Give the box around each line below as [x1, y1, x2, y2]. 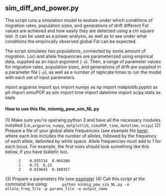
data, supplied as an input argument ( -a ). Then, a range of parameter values [5, 58, 161, 64]
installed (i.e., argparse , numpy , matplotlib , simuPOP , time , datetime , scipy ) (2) [5, 122, 161, 128]
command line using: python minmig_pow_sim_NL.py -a [5, 181, 129, 187]
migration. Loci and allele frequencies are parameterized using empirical [5, 53, 154, 59]
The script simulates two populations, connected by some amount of [5, 48, 146, 54]
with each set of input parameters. [5, 74, 76, 80]
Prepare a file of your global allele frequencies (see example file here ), [5, 128, 149, 134]
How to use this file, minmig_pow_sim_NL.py [5, 106, 99, 112]
